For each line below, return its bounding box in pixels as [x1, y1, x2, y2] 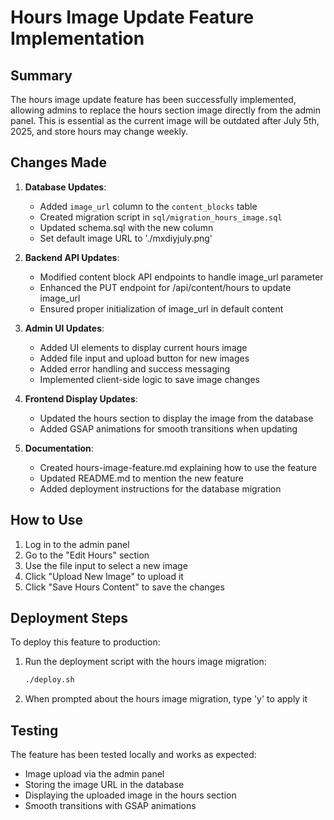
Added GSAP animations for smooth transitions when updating [39, 422, 298, 435]
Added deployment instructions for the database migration [39, 482, 282, 495]
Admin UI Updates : [24, 322, 105, 334]
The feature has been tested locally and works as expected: [10, 749, 257, 761]
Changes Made [10, 154, 107, 171]
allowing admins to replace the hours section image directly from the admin [10, 104, 321, 116]
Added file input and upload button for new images [39, 352, 250, 364]
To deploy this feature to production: [10, 636, 161, 648]
